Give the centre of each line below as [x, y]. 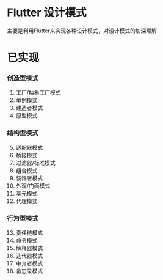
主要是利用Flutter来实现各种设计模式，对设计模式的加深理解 [82, 31]
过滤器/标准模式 [35, 163]
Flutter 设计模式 [47, 13]
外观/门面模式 [33, 186]
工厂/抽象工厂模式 [38, 93]
